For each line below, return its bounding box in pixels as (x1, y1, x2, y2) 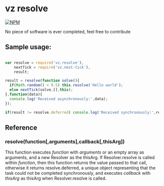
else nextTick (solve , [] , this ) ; (9, 87, 73, 92)
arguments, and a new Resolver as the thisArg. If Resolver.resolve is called (5, 155, 155, 160)
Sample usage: (5, 43, 52, 52)
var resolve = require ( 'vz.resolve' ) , (5, 60, 84, 65)
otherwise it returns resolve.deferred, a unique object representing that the (5, 165, 156, 171)
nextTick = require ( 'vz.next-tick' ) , (14, 65, 91, 70)
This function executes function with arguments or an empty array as (5, 149, 144, 155)
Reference (5, 123, 38, 132)
